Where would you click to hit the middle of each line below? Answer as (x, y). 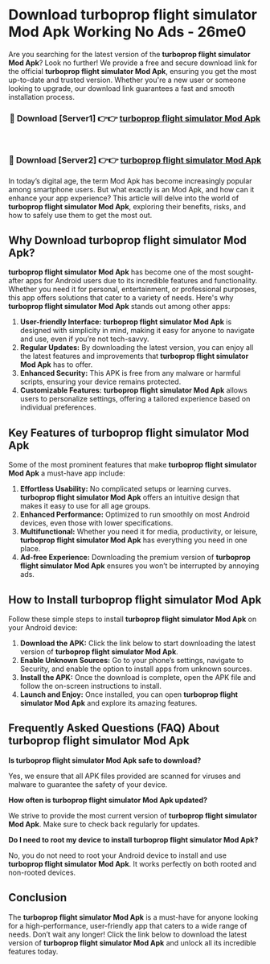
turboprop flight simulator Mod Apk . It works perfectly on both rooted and (133, 863)
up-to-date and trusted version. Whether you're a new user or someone (127, 80)
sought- (241, 272)
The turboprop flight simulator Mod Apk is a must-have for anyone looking (133, 917)
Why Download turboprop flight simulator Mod (127, 240)
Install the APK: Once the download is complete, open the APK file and (138, 677)
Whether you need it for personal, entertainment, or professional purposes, (133, 289)
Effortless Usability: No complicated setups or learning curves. (125, 489)
